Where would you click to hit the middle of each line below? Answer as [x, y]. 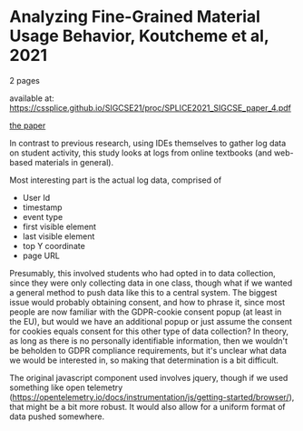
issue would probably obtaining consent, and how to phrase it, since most [147, 302]
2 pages [25, 80]
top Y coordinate [54, 246]
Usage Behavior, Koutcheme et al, [139, 36]
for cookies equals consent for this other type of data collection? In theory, [149, 331]
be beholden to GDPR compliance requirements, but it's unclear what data [148, 350]
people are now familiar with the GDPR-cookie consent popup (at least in [146, 312]
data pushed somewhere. [57, 416]
